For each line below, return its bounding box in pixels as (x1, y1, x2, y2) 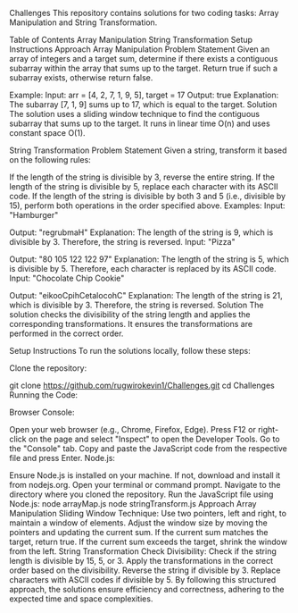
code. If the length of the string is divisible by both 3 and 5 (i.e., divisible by (9, 191, 286, 201)
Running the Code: (9, 390, 79, 400)
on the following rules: (9, 155, 91, 164)
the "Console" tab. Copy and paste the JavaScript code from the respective (9, 443, 287, 454)
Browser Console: (9, 407, 75, 417)
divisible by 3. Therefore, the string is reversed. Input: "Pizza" (9, 237, 236, 247)
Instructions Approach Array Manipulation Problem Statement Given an (9, 44, 270, 55)
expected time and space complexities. (9, 593, 153, 604)
